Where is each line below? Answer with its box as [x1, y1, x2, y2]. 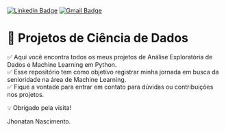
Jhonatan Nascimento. [7, 117, 71, 126]
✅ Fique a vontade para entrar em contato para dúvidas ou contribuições [7, 83, 214, 91]
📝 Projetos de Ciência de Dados [7, 31, 189, 46]
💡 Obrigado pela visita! [7, 103, 72, 112]
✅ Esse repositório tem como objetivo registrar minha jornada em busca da [7, 68, 219, 76]
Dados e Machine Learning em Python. [7, 60, 117, 68]
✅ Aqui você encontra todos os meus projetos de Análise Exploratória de [7, 53, 213, 61]
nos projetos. [7, 90, 45, 98]
